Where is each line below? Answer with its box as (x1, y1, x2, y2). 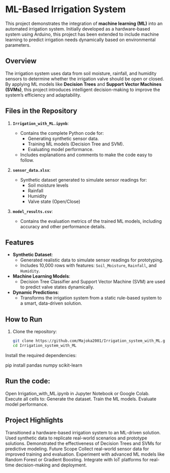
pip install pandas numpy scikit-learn (5, 362, 83, 368)
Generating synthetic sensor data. (27, 135, 99, 141)
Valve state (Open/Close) (27, 198, 81, 204)
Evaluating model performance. (27, 146, 94, 152)
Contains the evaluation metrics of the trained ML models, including (20, 218, 162, 224)
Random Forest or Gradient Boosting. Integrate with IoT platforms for (5, 456, 149, 462)
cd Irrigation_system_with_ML (12, 343, 77, 348)
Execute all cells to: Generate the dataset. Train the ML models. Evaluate (5, 396, 156, 402)
